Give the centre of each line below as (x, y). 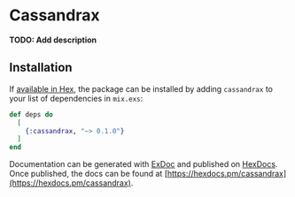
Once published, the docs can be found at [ (89, 174)
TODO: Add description (53, 40)
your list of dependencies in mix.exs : (76, 98)
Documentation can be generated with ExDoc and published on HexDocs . (144, 164)
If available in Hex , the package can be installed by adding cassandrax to (141, 88)
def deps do (31, 114)
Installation (41, 68)
